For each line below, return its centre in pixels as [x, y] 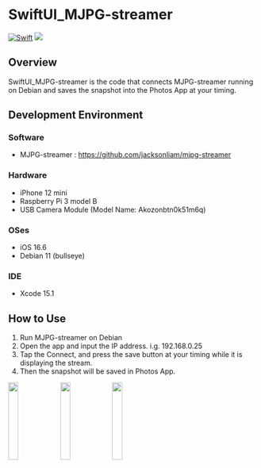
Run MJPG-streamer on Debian [71, 338]
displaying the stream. [56, 363]
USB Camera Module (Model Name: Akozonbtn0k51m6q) [113, 209]
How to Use [37, 318]
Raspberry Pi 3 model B [58, 201]
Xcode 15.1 [37, 293]
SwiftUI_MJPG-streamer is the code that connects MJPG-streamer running [131, 82]
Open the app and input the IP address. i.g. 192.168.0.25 [111, 346]
